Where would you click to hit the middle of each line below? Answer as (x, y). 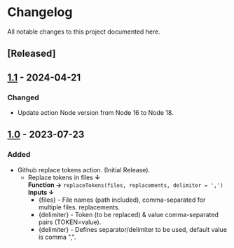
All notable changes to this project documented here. (84, 32)
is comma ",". (57, 237)
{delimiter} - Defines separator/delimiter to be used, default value (133, 229)
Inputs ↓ (41, 192)
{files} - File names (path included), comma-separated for (122, 200)
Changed (23, 97)
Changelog (40, 12)
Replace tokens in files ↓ (64, 177)
